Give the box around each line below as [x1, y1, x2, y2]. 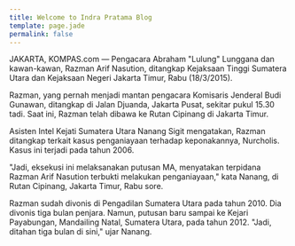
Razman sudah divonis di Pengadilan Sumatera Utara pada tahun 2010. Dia [9, 198, 282, 209]
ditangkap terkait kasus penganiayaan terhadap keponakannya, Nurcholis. [9, 135, 281, 147]
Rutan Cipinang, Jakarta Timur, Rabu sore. [9, 181, 164, 192]
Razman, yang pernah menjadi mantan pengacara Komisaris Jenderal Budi [9, 90, 282, 100]
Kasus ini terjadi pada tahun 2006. [9, 145, 135, 155]
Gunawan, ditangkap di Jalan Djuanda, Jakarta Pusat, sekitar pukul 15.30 [9, 99, 275, 110]
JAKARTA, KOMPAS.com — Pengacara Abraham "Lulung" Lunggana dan [9, 54, 275, 65]
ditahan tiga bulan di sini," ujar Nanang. [9, 226, 152, 237]
